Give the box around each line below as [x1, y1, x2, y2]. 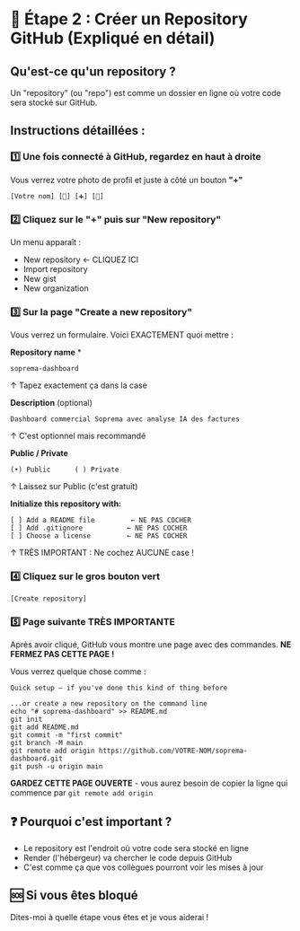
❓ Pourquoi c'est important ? [10, 814, 172, 830]
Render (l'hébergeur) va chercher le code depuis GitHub [22, 852, 233, 863]
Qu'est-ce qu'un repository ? [10, 64, 176, 79]
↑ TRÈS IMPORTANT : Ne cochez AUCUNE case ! [10, 548, 194, 558]
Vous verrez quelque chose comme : [10, 665, 146, 677]
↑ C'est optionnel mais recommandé [10, 431, 146, 442]
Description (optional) [10, 398, 93, 408]
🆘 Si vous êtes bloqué [10, 888, 138, 903]
